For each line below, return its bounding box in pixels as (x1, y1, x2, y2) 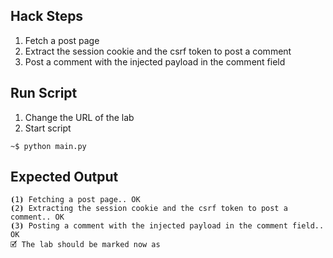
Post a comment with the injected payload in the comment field (24, 55, 286, 68)
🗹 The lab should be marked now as (10, 240, 161, 250)
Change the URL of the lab (24, 111, 135, 123)
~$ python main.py (10, 141, 87, 151)
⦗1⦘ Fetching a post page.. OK (10, 195, 141, 205)
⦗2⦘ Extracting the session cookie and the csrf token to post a (10, 204, 288, 214)
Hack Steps (10, 8, 84, 25)
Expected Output (10, 169, 119, 186)
